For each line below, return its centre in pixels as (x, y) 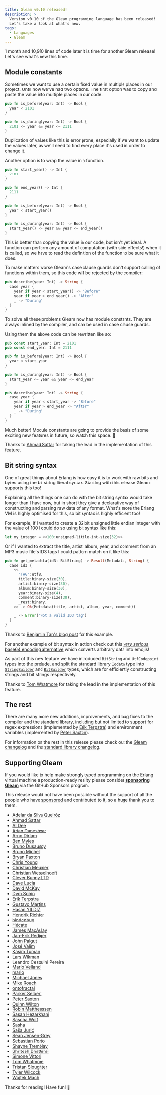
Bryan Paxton (26, 857)
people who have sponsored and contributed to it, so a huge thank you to (80, 800)
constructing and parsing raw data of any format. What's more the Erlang (80, 508)
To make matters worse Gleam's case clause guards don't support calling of (83, 268)
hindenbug (23, 920)
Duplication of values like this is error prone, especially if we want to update (82, 140)
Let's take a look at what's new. (45, 23)
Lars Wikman (26, 957)
